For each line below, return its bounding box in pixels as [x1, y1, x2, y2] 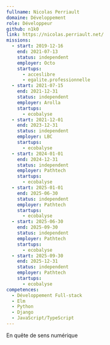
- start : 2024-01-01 [11, 151, 63, 157]
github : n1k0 [6, 26, 39, 32]
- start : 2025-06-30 [11, 219, 63, 225]
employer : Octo [17, 60, 56, 66]
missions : [6, 37, 31, 43]
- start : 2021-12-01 [11, 116, 63, 123]
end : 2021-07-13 [17, 49, 59, 55]
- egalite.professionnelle [22, 77, 91, 83]
